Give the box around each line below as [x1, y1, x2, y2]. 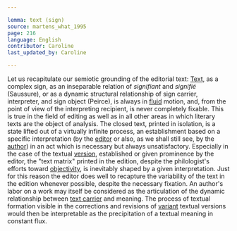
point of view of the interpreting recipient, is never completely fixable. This [7, 105, 224, 113]
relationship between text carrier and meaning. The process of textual [7, 194, 210, 203]
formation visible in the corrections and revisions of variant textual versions [7, 202, 226, 210]
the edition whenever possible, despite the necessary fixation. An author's [7, 180, 224, 187]
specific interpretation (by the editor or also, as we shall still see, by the [7, 135, 215, 143]
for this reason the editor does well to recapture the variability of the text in [7, 172, 225, 180]
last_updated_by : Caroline [7, 49, 87, 56]
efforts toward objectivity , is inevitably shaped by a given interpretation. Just [7, 165, 230, 173]
